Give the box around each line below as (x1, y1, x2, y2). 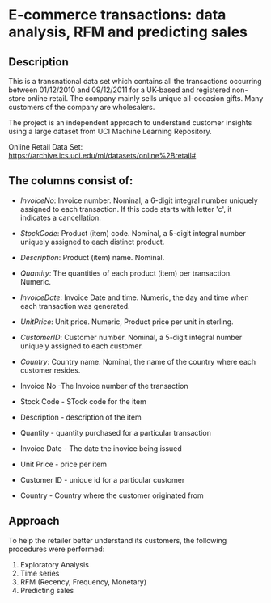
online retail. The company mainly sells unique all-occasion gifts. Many (27, 94, 264, 103)
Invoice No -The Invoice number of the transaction (19, 381, 188, 390)
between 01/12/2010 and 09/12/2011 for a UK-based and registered (8, 85, 231, 95)
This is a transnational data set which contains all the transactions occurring (8, 77, 262, 86)
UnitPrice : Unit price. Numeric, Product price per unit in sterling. (19, 317, 234, 327)
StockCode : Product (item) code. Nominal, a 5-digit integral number (19, 228, 247, 238)
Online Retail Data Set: (8, 142, 83, 151)
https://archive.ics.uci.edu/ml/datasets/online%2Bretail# (8, 151, 197, 160)
